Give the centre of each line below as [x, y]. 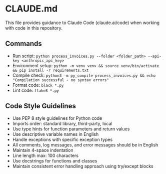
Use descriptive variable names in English [55, 134]
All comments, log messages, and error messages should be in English [85, 145]
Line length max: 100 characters [45, 155]
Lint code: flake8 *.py [35, 90]
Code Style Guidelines [40, 106]
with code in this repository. [34, 28]
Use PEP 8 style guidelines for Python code [57, 118]
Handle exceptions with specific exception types [62, 139]
